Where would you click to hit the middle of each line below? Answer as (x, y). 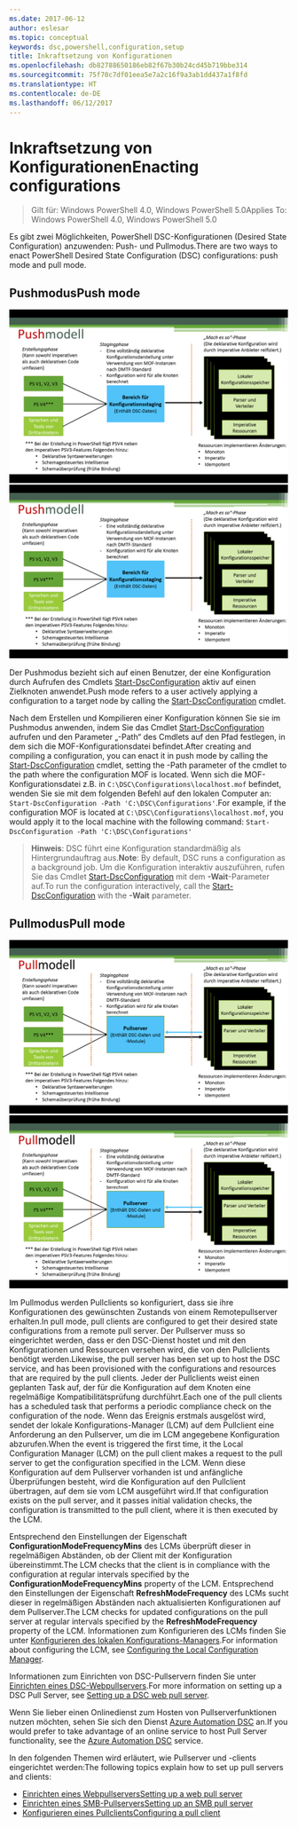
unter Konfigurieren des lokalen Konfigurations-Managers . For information (143, 1641)
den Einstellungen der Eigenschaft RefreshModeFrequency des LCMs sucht (149, 1594)
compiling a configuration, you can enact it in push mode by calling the (139, 756)
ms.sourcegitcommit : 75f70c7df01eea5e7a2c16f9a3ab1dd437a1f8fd (129, 75)
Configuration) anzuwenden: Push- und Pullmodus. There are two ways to (143, 246)
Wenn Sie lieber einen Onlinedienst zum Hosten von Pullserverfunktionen (143, 1713)
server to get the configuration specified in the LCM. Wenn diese (127, 1463)
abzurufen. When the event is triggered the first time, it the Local (126, 1444)
